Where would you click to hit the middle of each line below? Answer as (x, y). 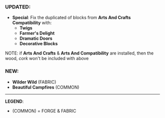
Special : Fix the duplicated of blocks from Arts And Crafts (71, 18)
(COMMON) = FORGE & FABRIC (44, 111)
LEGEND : (14, 101)
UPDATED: (18, 7)
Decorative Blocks (39, 44)
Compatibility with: (32, 23)
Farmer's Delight (37, 33)
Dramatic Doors (36, 38)
